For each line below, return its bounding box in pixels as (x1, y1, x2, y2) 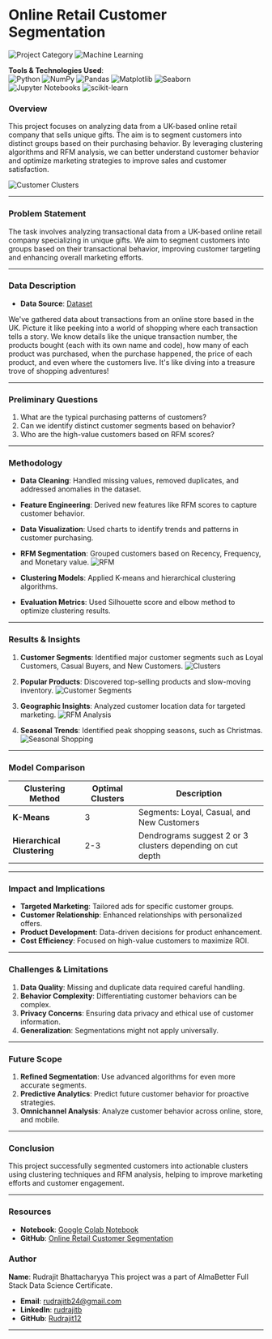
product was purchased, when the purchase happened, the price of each (8, 349, 253, 358)
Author (8, 1253, 37, 1264)
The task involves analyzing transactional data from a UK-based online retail (8, 226, 262, 236)
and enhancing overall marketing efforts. (8, 252, 144, 262)
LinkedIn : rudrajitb (19, 1304, 83, 1315)
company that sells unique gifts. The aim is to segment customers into (8, 130, 243, 139)
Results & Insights (8, 634, 81, 646)
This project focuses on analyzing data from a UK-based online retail (8, 122, 237, 131)
